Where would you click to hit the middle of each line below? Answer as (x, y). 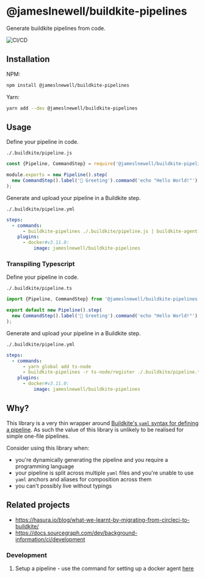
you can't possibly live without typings (63, 486)
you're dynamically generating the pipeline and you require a (92, 459)
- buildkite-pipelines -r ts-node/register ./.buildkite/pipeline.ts (113, 372)
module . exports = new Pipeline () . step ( (57, 175)
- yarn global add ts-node (57, 366)
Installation (28, 59)
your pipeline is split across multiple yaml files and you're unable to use (104, 473)
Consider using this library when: (48, 448)
